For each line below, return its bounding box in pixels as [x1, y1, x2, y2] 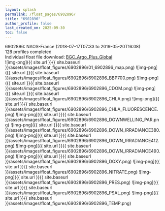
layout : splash [5, 7, 36, 12]
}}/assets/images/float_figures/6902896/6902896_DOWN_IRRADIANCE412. [5, 138, 160, 143]
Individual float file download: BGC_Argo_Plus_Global [5, 54, 112, 60]
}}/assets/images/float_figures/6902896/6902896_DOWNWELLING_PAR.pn [5, 117, 159, 122]
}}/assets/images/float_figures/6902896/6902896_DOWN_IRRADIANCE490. [5, 148, 161, 154]
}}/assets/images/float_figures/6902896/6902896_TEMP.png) [5, 200, 132, 206]
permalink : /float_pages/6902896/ [5, 12, 76, 17]
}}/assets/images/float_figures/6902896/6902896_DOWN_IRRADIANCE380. [5, 127, 161, 133]
